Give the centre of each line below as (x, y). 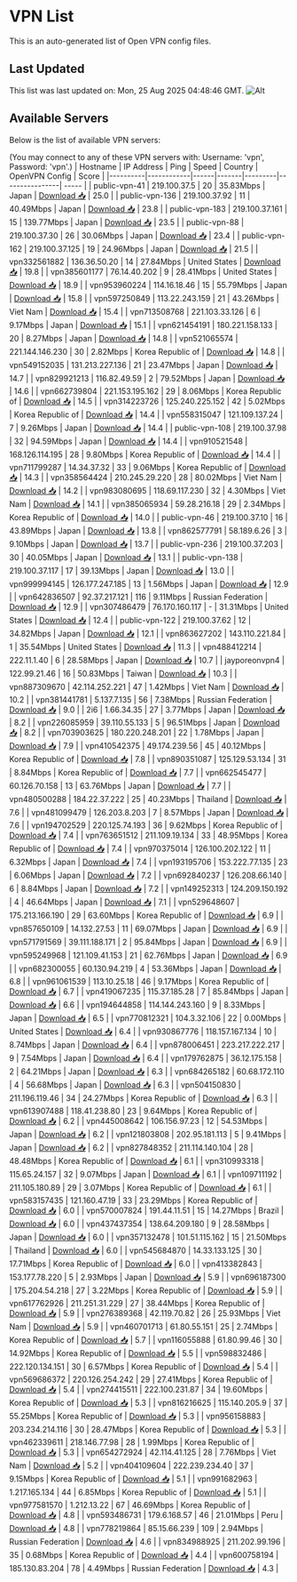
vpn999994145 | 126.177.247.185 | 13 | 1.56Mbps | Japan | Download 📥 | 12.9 (149, 583)
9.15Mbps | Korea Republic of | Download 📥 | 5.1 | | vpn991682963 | (133, 1479)
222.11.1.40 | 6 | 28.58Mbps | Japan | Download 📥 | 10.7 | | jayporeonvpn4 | (147, 660)
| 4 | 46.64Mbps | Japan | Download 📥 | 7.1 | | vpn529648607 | (125, 902)
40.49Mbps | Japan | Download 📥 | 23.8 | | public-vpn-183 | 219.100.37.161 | (148, 209)
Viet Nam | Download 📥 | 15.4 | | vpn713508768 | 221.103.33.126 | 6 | (135, 311)
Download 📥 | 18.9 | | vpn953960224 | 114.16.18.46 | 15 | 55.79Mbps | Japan (148, 285)
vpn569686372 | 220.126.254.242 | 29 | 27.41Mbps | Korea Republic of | (141, 1379)
